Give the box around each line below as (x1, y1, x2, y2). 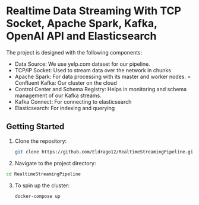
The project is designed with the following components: (6, 49, 143, 56)
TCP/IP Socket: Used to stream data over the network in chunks (14, 66, 171, 73)
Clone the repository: (14, 137, 67, 145)
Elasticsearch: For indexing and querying (14, 104, 115, 111)
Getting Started (6, 121, 65, 132)
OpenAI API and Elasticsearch (6, 30, 157, 43)
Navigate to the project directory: (14, 159, 96, 166)
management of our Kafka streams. (14, 92, 102, 99)
